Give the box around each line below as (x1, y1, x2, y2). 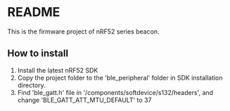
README (7, 4, 60, 20)
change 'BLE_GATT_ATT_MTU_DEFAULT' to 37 (17, 96, 152, 104)
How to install (7, 47, 69, 59)
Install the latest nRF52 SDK (17, 66, 98, 74)
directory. (17, 81, 46, 89)
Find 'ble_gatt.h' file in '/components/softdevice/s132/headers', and (17, 88, 213, 96)
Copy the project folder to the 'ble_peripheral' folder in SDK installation (17, 73, 223, 82)
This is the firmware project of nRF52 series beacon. (7, 27, 160, 36)
